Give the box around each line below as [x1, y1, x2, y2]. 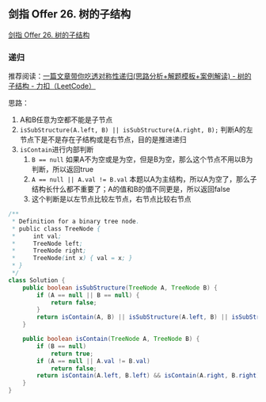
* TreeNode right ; [11, 247, 87, 255]
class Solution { [8, 276, 66, 284]
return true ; [50, 350, 93, 358]
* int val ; [11, 232, 62, 240]
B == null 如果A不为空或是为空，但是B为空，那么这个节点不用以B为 [31, 155, 253, 164]
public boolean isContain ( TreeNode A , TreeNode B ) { [22, 335, 200, 343]
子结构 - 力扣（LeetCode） [8, 82, 97, 91]
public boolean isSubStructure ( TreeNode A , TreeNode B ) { [22, 284, 218, 292]
